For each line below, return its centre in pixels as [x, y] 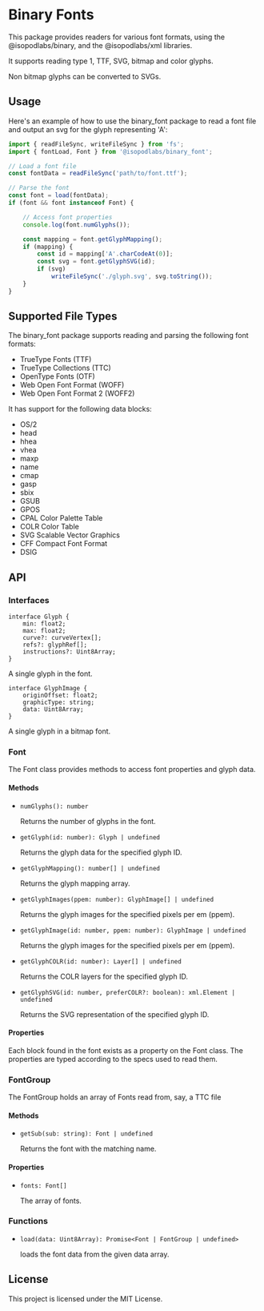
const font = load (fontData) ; [59, 195]
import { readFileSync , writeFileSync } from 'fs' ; [96, 144]
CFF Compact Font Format [64, 544]
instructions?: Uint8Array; [69, 652]
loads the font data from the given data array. [94, 1254]
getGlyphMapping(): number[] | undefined [90, 868]
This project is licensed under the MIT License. [86, 1298]
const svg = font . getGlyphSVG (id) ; [96, 262]
